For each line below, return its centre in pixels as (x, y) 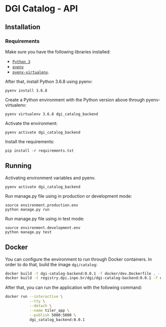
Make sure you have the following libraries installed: (58, 52)
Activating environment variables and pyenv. (50, 178)
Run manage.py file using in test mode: (45, 218)
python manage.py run (27, 209)
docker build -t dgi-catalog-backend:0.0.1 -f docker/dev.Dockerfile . (80, 273)
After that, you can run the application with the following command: (74, 287)
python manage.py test (28, 232)
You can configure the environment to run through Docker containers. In (79, 259)
